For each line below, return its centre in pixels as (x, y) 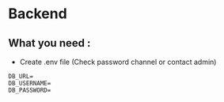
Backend (38, 14)
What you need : (49, 43)
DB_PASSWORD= (30, 90)
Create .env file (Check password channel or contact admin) (118, 62)
